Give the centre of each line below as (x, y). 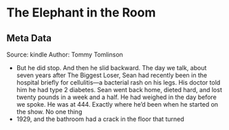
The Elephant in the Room (81, 13)
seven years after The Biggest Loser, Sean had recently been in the (112, 75)
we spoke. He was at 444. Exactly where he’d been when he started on (117, 104)
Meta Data (29, 38)
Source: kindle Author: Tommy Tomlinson (65, 54)
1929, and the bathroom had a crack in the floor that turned (100, 119)
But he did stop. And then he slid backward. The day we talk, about (111, 68)
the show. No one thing (49, 112)
